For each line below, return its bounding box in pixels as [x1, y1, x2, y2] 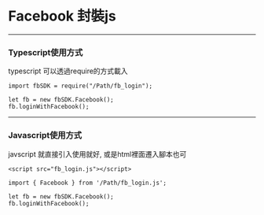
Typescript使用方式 [8, 46, 83, 57]
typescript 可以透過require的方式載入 [8, 66, 128, 76]
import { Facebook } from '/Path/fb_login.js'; [8, 179, 167, 187]
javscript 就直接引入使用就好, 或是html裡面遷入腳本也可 [8, 149, 187, 158]
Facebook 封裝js [8, 7, 116, 25]
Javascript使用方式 [8, 130, 82, 141]
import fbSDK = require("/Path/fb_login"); [8, 82, 153, 91]
